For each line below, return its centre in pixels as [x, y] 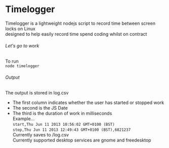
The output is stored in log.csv [37, 93]
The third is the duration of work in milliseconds [62, 113]
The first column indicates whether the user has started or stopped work [88, 103]
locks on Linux [20, 28]
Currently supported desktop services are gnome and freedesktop [82, 140]
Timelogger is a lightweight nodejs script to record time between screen [80, 23]
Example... [24, 119]
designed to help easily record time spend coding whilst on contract [76, 34]
